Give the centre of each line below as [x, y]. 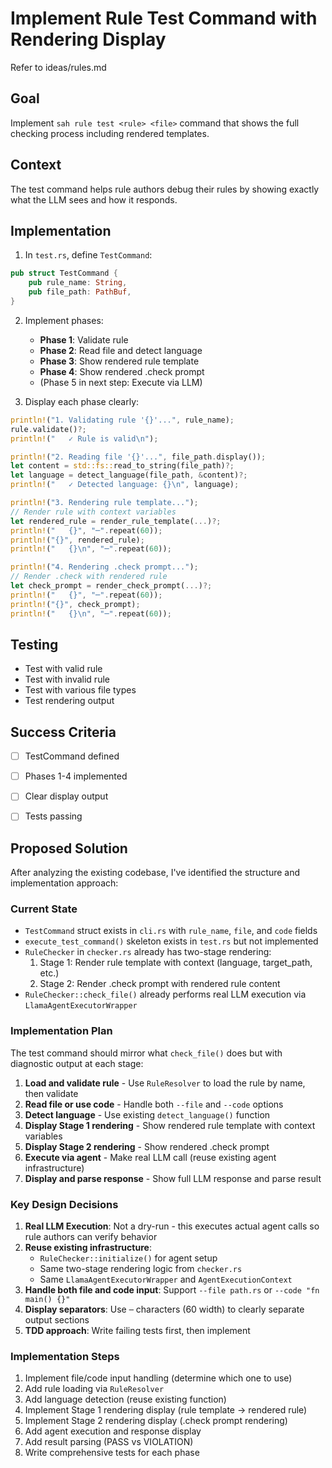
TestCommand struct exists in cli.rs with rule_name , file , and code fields [171, 931]
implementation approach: [64, 883]
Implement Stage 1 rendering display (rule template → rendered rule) [166, 1410]
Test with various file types [80, 690]
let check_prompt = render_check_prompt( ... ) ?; [111, 586]
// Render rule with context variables [93, 512]
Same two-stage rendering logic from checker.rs [141, 1269]
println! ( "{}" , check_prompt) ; [75, 604]
